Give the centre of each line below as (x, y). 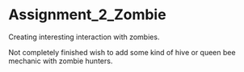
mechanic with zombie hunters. (61, 61)
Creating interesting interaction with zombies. (84, 37)
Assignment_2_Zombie (88, 15)
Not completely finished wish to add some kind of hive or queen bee (122, 52)
